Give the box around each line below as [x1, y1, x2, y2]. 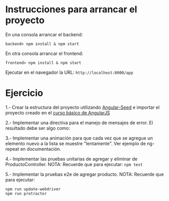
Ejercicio [5, 87, 44, 99]
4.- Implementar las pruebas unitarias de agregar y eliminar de [5, 155, 138, 162]
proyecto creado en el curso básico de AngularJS [5, 109, 110, 116]
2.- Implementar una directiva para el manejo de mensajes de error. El [5, 119, 153, 126]
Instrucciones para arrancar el [5, 4, 138, 15]
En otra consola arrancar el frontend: [5, 50, 84, 56]
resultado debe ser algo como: [5, 125, 70, 131]
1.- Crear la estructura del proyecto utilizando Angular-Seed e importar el [5, 104, 160, 110]
